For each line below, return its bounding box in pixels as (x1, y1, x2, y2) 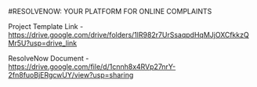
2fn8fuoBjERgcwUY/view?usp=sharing (8, 71, 134, 79)
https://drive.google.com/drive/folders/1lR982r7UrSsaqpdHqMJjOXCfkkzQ (8, 31, 249, 39)
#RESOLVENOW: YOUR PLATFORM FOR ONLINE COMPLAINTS (8, 7, 212, 16)
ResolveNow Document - (8, 54, 89, 63)
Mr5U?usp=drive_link (8, 38, 78, 48)
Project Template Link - (8, 22, 84, 31)
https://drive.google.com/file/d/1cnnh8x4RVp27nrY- (8, 62, 176, 71)
